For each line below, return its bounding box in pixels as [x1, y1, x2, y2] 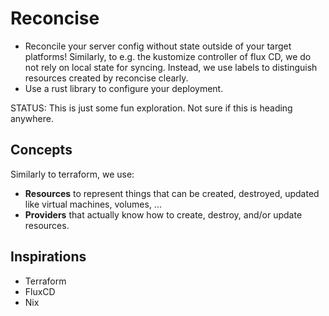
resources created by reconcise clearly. [24, 72, 189, 84]
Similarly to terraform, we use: [10, 168, 135, 180]
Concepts [10, 142, 73, 159]
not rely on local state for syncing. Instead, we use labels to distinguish [24, 61, 318, 73]
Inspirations [10, 248, 87, 266]
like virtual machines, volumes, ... [24, 198, 162, 210]
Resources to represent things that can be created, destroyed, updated [24, 187, 320, 199]
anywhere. [10, 112, 54, 124]
